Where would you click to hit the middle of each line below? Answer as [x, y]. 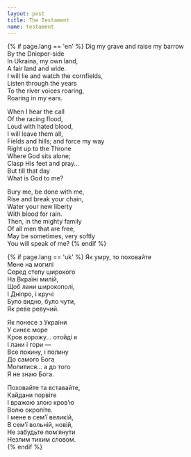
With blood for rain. [35, 214]
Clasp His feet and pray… [43, 164]
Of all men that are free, [41, 229]
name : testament [31, 26]
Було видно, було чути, [41, 302]
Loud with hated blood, [40, 127]
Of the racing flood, [35, 119]
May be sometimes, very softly [51, 236]
